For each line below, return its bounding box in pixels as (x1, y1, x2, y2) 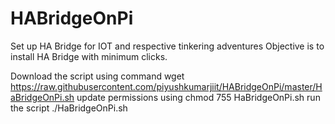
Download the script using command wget (10, 70, 185, 82)
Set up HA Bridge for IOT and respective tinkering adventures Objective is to (10, 40, 325, 52)
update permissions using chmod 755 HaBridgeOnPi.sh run (76, 91, 321, 103)
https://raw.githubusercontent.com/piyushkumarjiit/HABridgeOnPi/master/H (10, 80, 323, 92)
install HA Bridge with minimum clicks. (10, 50, 168, 62)
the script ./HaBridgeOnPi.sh (10, 102, 128, 114)
